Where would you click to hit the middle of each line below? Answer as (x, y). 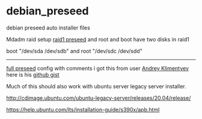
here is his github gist (33, 75)
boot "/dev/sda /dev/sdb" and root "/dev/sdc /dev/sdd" (74, 51)
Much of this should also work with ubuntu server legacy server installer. (96, 86)
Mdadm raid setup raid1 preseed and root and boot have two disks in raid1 (98, 39)
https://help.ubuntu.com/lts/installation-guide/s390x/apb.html (83, 109)
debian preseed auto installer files (48, 28)
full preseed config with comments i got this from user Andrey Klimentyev (98, 68)
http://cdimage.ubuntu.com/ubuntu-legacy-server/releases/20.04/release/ (99, 98)
